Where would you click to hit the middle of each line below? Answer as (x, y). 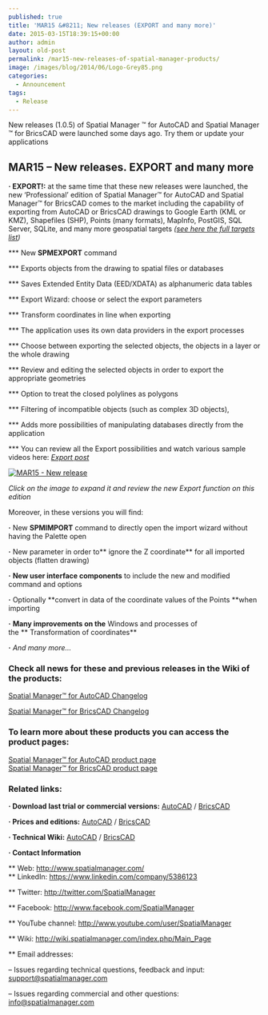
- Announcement (41, 84)
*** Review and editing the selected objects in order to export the (116, 370)
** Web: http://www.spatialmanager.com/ (76, 869)
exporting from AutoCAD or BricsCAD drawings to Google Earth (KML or (127, 212)
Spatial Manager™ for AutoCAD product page (82, 759)
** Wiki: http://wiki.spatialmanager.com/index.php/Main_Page (110, 939)
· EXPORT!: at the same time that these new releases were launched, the (128, 186)
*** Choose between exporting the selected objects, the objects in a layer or (134, 346)
